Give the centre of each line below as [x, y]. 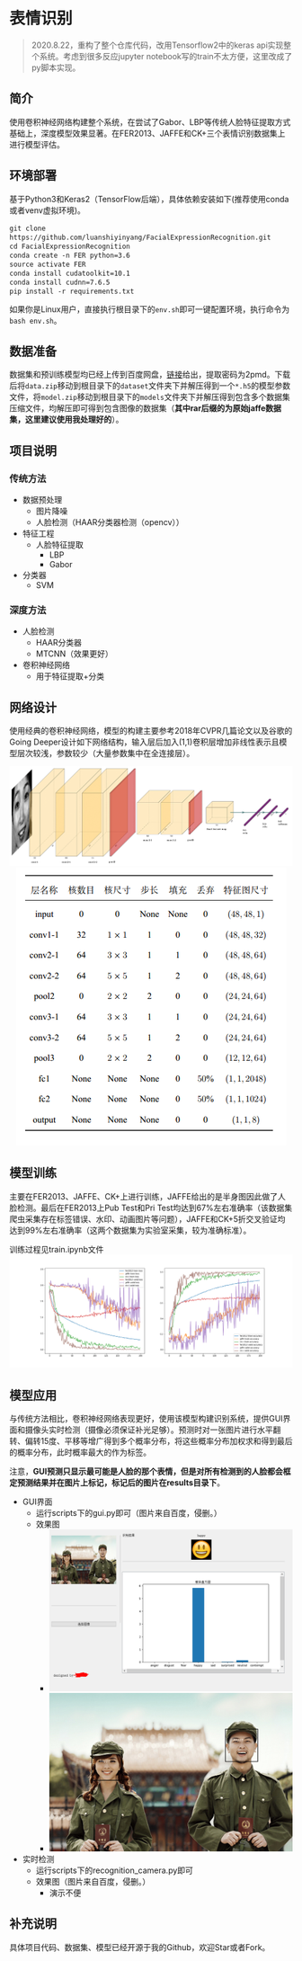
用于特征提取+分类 [70, 676]
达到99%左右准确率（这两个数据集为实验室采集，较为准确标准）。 [130, 1230]
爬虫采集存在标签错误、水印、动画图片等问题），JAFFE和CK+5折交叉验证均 [147, 1218]
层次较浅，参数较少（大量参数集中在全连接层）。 [106, 753]
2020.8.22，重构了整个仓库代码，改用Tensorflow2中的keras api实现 [157, 45]
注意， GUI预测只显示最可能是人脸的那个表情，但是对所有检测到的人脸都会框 [150, 1471]
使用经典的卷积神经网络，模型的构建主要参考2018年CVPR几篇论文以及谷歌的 [151, 731]
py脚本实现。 [56, 67]
